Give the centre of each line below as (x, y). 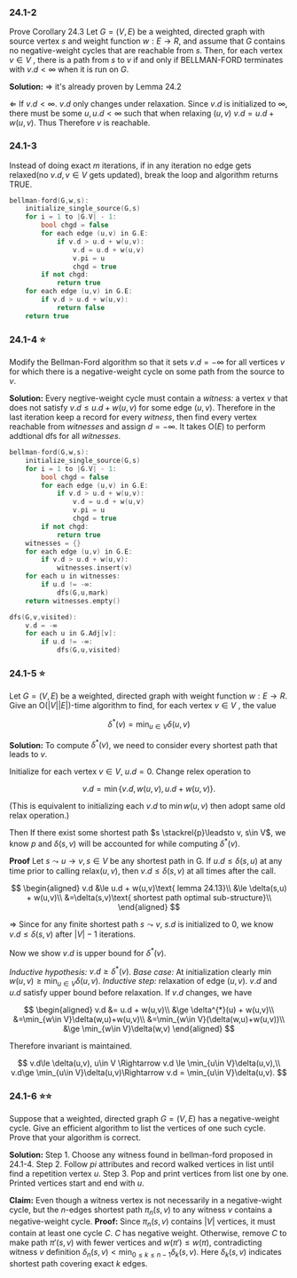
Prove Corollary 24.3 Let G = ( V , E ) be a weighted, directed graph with (137, 32)
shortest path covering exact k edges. (78, 1263)
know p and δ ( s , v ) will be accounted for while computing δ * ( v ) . (125, 843)
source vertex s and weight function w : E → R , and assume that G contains (147, 41)
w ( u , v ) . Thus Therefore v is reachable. (80, 123)
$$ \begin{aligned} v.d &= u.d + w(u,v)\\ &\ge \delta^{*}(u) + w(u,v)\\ (149, 1010)
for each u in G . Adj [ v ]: (71, 634)
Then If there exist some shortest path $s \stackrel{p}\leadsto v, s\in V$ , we (148, 833)
